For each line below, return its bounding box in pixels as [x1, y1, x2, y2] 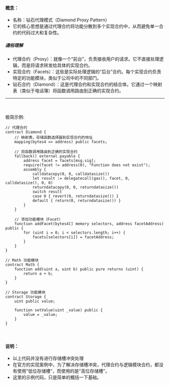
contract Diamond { [5, 130, 47, 135]
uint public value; [14, 299, 56, 304]
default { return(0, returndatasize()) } [32, 198, 121, 203]
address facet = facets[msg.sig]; [23, 158, 96, 164]
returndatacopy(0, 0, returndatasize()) [32, 185, 119, 190]
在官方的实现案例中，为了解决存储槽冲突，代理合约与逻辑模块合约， [12, 362, 155, 368]
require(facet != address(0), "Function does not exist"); [23, 163, 151, 168]
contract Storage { [5, 295, 47, 300]
